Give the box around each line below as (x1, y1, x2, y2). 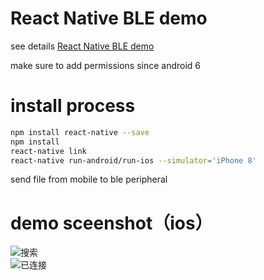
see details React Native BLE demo (10, 40, 155, 52)
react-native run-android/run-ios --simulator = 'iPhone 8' (10, 155, 257, 166)
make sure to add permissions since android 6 (10, 59, 202, 71)
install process (10, 95, 136, 117)
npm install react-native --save (10, 127, 150, 137)
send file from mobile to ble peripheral (10, 173, 168, 186)
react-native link (10, 146, 87, 156)
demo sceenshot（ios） (10, 212, 213, 234)
